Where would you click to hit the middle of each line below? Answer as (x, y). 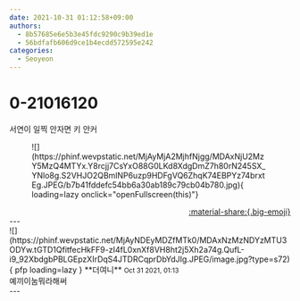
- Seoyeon (35, 59)
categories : (31, 51)
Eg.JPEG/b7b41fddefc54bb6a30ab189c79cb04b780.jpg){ (137, 185)
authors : (25, 26)
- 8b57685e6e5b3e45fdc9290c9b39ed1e (85, 34)
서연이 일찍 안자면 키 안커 (54, 129)
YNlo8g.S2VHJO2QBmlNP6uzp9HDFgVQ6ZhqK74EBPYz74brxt (148, 175)
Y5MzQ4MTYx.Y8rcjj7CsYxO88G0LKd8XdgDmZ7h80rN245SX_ (149, 165)
